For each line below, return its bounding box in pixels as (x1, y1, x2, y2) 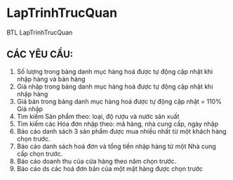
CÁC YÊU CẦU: (6, 49, 74, 60)
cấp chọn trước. (16, 149, 63, 157)
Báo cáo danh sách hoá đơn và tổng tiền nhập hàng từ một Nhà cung (16, 142, 217, 150)
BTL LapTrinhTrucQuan (6, 28, 73, 37)
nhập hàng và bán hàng (16, 75, 86, 83)
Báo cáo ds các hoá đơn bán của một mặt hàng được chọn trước (16, 164, 203, 173)
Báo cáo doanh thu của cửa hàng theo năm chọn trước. (16, 157, 177, 165)
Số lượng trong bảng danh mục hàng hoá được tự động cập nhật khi (16, 67, 213, 75)
